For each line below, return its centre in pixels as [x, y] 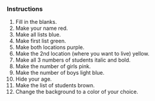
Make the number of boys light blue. [60, 73]
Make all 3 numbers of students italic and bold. [73, 60]
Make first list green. [41, 41]
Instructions [25, 9]
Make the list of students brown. [55, 85]
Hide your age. [34, 79]
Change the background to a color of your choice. [77, 92]
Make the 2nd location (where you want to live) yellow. [82, 54]
